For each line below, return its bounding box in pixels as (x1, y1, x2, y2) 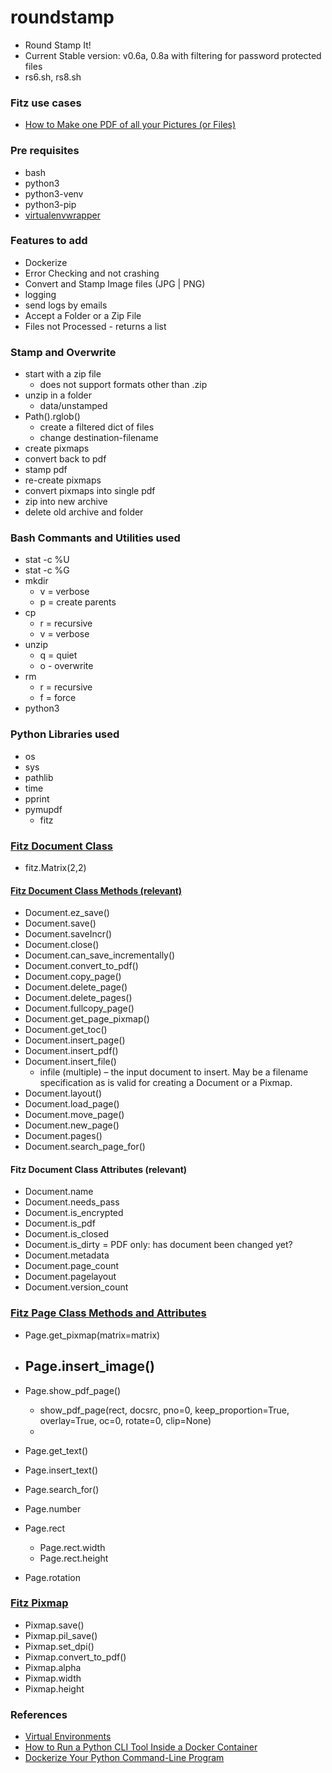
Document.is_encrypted (24, 1207, 124, 1219)
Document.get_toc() (24, 1024, 108, 1036)
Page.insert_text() (24, 1464, 99, 1476)
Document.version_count (24, 1281, 129, 1293)
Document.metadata (24, 1249, 110, 1261)
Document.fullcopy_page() (24, 1002, 135, 1015)
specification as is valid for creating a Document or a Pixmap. (39, 1077, 293, 1089)
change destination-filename (39, 432, 159, 444)
